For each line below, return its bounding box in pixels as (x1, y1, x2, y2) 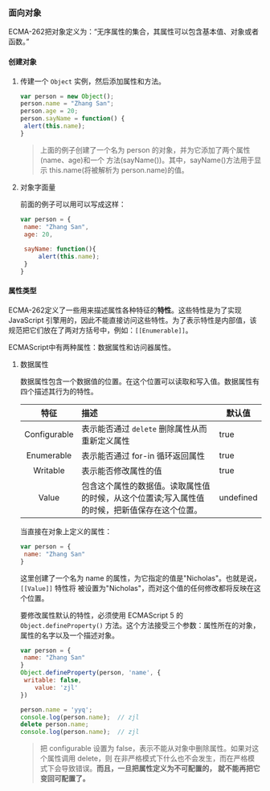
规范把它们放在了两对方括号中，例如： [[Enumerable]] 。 (8, 325, 193, 335)
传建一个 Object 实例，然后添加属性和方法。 (19, 76, 166, 86)
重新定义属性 (81, 435, 130, 446)
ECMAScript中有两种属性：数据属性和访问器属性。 (8, 342, 175, 352)
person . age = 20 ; (19, 107, 79, 116)
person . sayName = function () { (19, 115, 125, 123)
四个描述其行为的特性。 (19, 386, 98, 396)
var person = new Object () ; (19, 92, 115, 100)
